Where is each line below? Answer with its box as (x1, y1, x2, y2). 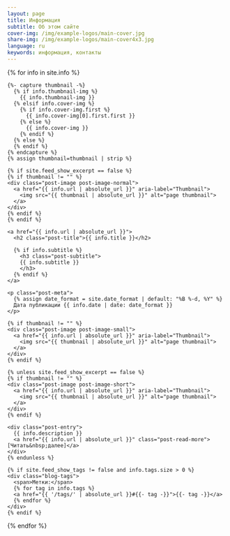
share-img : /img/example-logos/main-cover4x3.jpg (7, 36, 155, 43)
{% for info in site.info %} (7, 68, 80, 77)
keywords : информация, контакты (7, 50, 101, 57)
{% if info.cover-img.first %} (20, 106, 111, 113)
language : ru (7, 43, 45, 50)
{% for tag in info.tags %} (13, 484, 95, 492)
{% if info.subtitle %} (13, 246, 82, 253)
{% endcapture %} (7, 149, 58, 156)
